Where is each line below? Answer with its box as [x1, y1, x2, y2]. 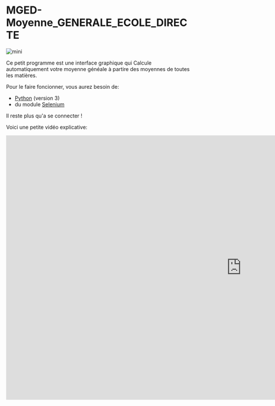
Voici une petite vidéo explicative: [6, 123, 88, 130]
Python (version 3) [14, 95, 60, 102]
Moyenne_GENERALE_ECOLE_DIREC [6, 16, 187, 29]
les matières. [6, 72, 37, 79]
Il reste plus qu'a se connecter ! [6, 112, 83, 119]
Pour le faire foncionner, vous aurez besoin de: [6, 83, 119, 90]
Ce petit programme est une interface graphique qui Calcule [6, 59, 152, 66]
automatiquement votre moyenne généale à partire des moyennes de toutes [6, 65, 190, 72]
